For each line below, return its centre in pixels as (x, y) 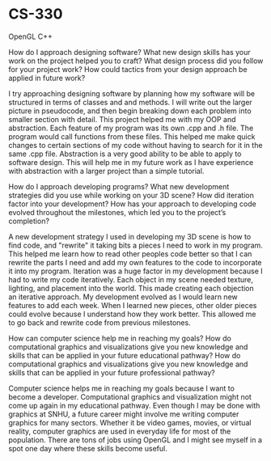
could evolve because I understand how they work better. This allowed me (132, 314)
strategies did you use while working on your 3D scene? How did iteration (131, 195)
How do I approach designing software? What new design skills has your (129, 52)
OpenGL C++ (30, 36)
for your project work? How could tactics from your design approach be (128, 69)
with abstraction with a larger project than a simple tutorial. (106, 171)
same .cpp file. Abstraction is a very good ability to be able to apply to (125, 154)
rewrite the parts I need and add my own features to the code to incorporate (135, 262)
